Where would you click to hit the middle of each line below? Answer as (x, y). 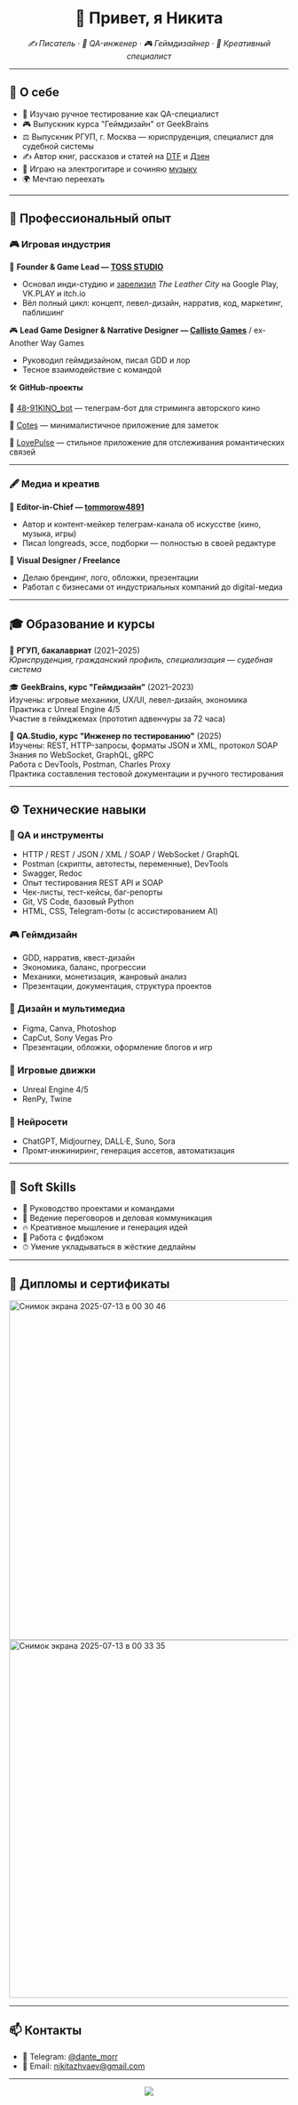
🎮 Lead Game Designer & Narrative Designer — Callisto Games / (131, 330)
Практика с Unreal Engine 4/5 (65, 709)
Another (24, 343)
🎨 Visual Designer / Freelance (65, 560)
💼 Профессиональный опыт (90, 218)
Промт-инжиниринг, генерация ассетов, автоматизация (128, 1151)
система (26, 669)
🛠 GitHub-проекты (46, 388)
